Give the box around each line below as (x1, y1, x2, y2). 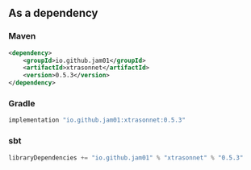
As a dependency (8, 6, 98, 20)
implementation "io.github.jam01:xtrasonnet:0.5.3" (8, 116, 186, 124)
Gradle (8, 97, 36, 109)
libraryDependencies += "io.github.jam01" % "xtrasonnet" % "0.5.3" (8, 153, 244, 162)
